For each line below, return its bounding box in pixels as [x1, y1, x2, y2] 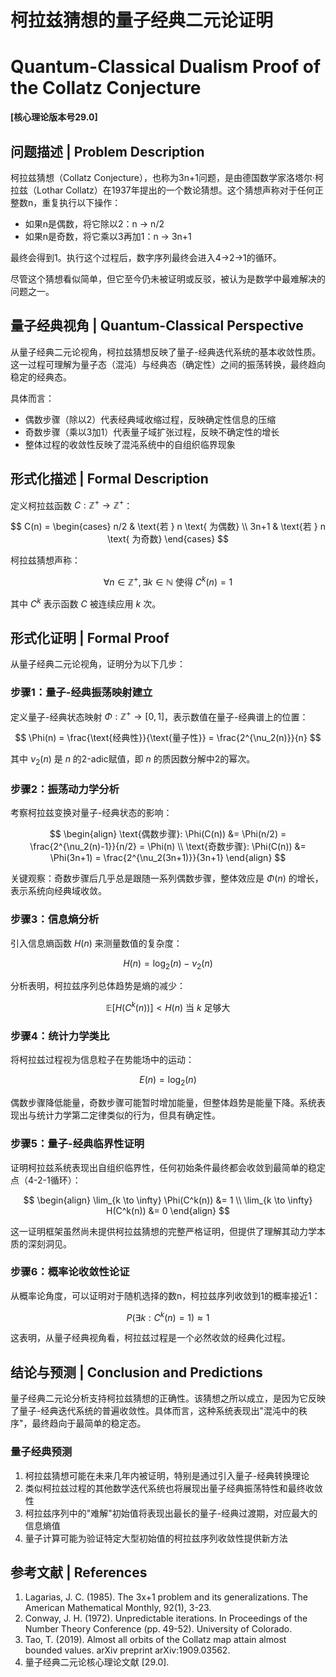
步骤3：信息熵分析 [10, 912, 100, 926]
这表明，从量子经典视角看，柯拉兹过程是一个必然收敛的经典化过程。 [10, 1332, 291, 1344]
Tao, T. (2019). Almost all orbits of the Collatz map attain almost [24, 1634, 287, 1646]
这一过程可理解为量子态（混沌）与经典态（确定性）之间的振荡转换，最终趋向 [10, 358, 326, 370]
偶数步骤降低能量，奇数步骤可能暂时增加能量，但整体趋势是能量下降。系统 [10, 1097, 317, 1109]
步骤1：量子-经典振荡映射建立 [10, 686, 153, 700]
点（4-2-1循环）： [10, 1174, 82, 1186]
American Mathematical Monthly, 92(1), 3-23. [24, 1602, 212, 1614]
